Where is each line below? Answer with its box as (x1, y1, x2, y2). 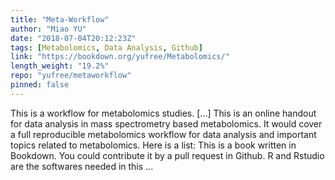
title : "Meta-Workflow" (10, 14, 110, 25)
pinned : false (10, 80, 70, 90)
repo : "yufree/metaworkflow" (10, 71, 132, 81)
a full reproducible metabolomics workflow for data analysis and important (10, 128, 317, 140)
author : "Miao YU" (10, 24, 87, 34)
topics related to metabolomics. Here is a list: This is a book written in (10, 139, 297, 151)
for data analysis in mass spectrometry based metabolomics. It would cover (10, 117, 323, 130)
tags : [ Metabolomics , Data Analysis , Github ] (10, 42, 203, 53)
